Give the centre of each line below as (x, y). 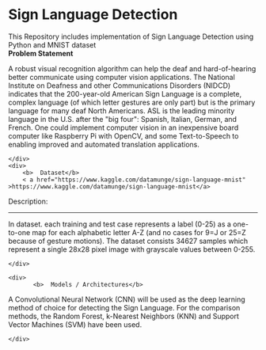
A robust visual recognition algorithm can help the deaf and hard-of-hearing (132, 68)
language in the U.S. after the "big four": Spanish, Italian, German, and (123, 119)
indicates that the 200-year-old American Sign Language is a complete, (125, 93)
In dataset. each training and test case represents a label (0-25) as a (120, 224)
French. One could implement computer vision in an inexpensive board (123, 127)
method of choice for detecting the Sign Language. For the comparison (124, 307)
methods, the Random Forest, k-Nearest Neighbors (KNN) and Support (124, 316)
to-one (19, 232)
